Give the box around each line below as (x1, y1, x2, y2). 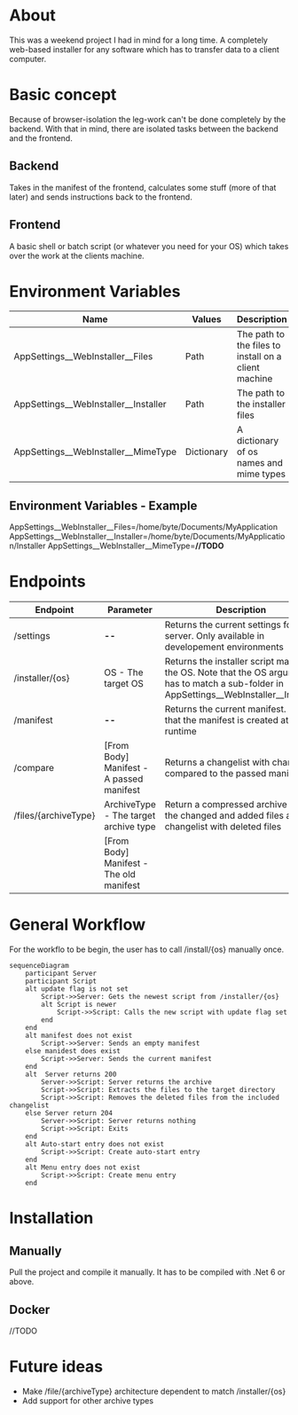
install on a (236, 350, 282, 363)
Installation (9, 1208, 94, 1229)
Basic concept (9, 85, 117, 105)
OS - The (103, 666, 144, 679)
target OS (103, 678, 145, 690)
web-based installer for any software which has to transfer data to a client (9, 43, 279, 54)
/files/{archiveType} (13, 809, 96, 821)
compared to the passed (164, 767, 267, 780)
